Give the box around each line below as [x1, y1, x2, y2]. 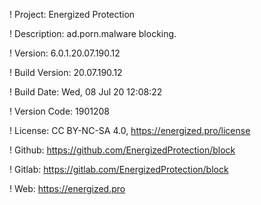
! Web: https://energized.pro [9, 183, 126, 194]
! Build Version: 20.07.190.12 [9, 67, 123, 78]
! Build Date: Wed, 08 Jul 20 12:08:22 [9, 86, 163, 98]
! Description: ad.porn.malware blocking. [9, 28, 177, 39]
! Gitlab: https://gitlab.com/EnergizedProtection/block [9, 164, 229, 175]
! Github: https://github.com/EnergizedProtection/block [9, 144, 236, 156]
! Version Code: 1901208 [9, 105, 110, 117]
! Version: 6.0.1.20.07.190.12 [9, 47, 121, 59]
